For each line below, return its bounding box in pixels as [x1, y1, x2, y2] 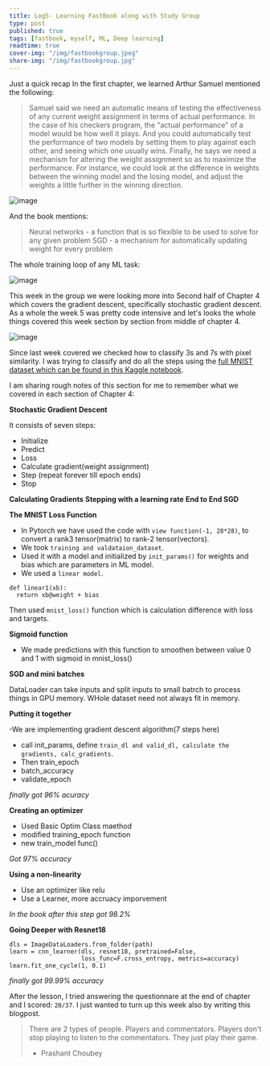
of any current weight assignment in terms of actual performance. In [28, 111, 256, 121]
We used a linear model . [20, 568, 104, 578]
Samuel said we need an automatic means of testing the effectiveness [28, 102, 262, 113]
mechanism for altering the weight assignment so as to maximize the [28, 154, 256, 164]
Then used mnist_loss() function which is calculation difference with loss [9, 605, 254, 615]
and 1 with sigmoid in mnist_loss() [20, 653, 133, 663]
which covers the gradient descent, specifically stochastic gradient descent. [9, 299, 262, 309]
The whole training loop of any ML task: [9, 259, 141, 269]
